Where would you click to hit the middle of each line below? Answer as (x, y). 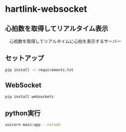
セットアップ (25, 58)
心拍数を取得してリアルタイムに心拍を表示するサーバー (65, 41)
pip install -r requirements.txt (39, 70)
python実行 (23, 113)
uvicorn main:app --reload (33, 125)
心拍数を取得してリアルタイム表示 (57, 28)
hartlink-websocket (46, 9)
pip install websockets (30, 97)
